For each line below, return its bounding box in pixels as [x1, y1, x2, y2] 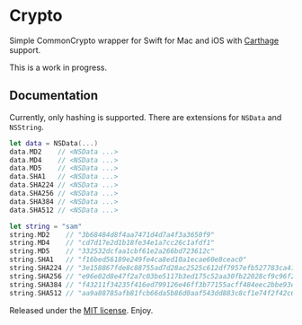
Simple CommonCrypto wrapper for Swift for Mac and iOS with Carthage [9, 35, 280, 46]
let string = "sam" [9, 222, 83, 231]
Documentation [9, 88, 99, 103]
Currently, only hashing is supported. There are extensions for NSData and [9, 111, 282, 122]
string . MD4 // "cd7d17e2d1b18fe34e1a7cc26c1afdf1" [9, 239, 216, 248]
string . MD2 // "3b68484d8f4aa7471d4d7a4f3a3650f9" [9, 230, 216, 239]
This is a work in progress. [9, 62, 108, 73]
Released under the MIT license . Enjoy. [9, 304, 154, 315]
